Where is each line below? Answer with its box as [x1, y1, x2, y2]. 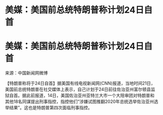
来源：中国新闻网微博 [5, 70, 48, 76]
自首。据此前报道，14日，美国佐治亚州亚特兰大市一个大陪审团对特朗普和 [9, 93, 155, 98]
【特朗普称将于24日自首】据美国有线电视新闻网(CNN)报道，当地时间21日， [5, 80, 156, 86]
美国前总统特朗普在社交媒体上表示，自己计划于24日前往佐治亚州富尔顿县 [5, 86, 151, 93]
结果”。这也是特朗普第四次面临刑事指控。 [9, 105, 92, 111]
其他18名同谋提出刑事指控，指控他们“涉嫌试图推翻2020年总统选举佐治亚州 [5, 98, 154, 105]
